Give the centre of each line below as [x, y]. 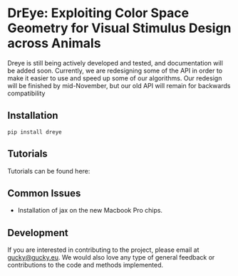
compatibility [26, 93]
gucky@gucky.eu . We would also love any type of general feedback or [111, 258]
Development [38, 233]
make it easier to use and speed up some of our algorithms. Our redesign [115, 78]
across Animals [54, 43]
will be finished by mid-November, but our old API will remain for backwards [119, 85]
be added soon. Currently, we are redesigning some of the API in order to [115, 70]
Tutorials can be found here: [49, 171]
